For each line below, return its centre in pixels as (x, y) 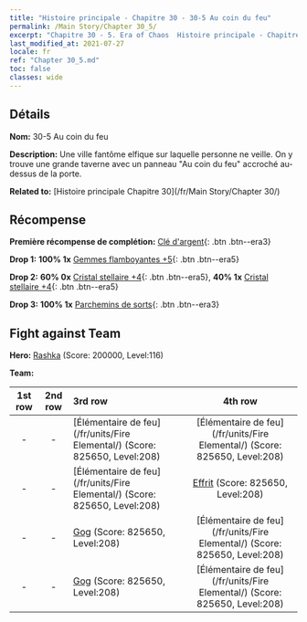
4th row (240, 401)
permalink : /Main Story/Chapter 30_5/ (83, 26)
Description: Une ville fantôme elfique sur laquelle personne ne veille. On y (151, 154)
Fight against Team (65, 333)
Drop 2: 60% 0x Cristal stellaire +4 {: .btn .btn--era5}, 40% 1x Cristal (139, 277)
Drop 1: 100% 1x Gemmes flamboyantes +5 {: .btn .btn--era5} (125, 259)
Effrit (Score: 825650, (240, 483)
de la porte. (60, 174)
